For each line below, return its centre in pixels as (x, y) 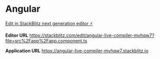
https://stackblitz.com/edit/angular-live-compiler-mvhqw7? (92, 35)
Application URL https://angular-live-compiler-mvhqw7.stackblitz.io (77, 51)
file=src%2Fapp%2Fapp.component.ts (46, 41)
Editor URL (17, 35)
